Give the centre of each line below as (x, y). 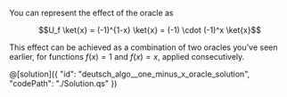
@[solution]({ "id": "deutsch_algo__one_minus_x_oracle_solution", (130, 74)
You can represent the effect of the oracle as (91, 13)
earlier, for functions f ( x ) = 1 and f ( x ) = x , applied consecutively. (127, 57)
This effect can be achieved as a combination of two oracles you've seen (143, 47)
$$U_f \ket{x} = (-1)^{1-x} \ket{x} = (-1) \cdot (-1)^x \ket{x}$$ (150, 30)
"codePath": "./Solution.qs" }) (63, 83)
